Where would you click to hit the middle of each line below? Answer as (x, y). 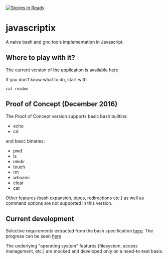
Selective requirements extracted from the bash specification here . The (79, 231)
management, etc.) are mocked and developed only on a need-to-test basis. (85, 251)
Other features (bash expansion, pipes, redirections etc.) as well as (75, 198)
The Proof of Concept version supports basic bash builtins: (67, 116)
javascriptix (31, 28)
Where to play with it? (41, 58)
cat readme (17, 89)
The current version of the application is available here (62, 70)
